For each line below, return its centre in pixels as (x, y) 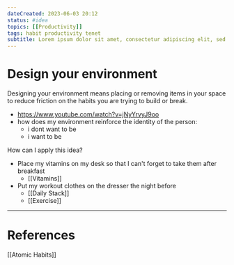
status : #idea (28, 20)
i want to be (45, 137)
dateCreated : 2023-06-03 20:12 (53, 14)
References (41, 235)
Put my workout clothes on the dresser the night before (96, 186)
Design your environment (83, 74)
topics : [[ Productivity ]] (45, 26)
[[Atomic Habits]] (32, 255)
